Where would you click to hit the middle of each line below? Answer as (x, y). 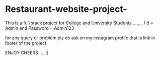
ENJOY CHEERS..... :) (27, 53)
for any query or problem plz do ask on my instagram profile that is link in (80, 38)
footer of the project (26, 43)
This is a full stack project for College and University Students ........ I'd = (79, 23)
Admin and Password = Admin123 (40, 28)
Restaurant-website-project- (66, 9)
